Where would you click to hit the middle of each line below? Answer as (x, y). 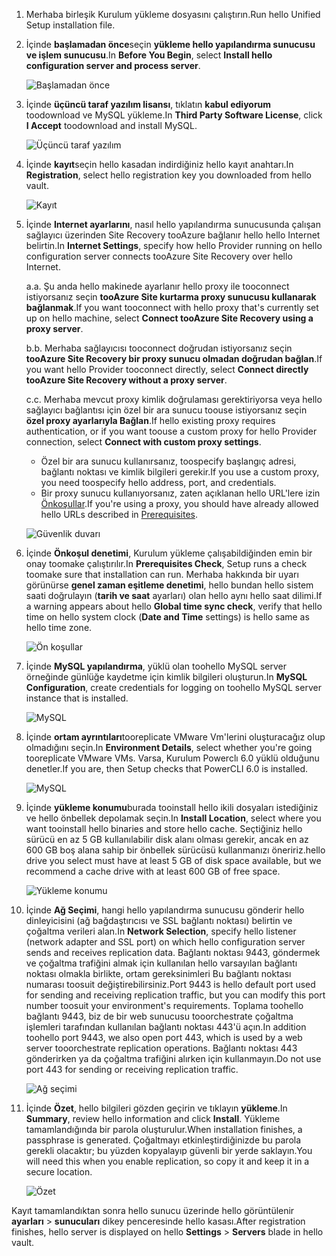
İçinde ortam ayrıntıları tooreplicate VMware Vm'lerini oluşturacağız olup (175, 737)
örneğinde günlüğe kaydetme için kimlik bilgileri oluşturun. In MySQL (166, 677)
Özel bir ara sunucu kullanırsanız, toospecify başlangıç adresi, (168, 461)
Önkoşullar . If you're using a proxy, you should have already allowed (179, 503)
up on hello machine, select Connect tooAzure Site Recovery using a (169, 318)
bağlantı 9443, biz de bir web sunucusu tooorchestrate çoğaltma (159, 1016)
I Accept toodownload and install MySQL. (111, 125)
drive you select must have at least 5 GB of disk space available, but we (173, 860)
